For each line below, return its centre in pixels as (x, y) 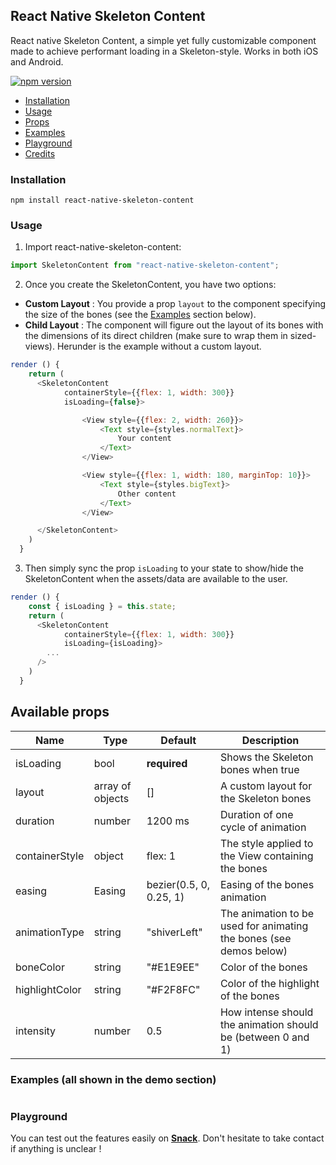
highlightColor (48, 989)
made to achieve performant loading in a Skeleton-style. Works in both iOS (164, 51)
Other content (147, 494)
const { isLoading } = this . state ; (102, 606)
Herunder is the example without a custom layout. (159, 346)
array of (112, 786)
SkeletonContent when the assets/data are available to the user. (156, 579)
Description (270, 740)
